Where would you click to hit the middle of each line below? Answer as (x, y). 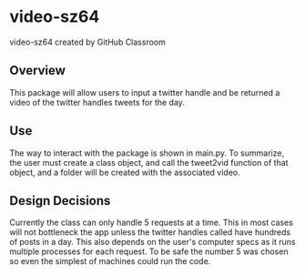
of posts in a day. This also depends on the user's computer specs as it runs (152, 242)
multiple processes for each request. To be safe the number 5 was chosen (149, 251)
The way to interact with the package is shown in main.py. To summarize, (147, 153)
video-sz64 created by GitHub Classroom (87, 42)
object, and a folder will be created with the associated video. (125, 172)
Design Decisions (60, 201)
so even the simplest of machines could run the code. (110, 261)
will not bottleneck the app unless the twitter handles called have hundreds (150, 232)
